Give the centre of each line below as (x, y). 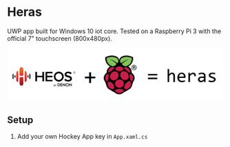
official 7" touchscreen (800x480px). (60, 38)
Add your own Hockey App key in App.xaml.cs (82, 137)
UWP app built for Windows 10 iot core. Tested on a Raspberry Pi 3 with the (114, 31)
